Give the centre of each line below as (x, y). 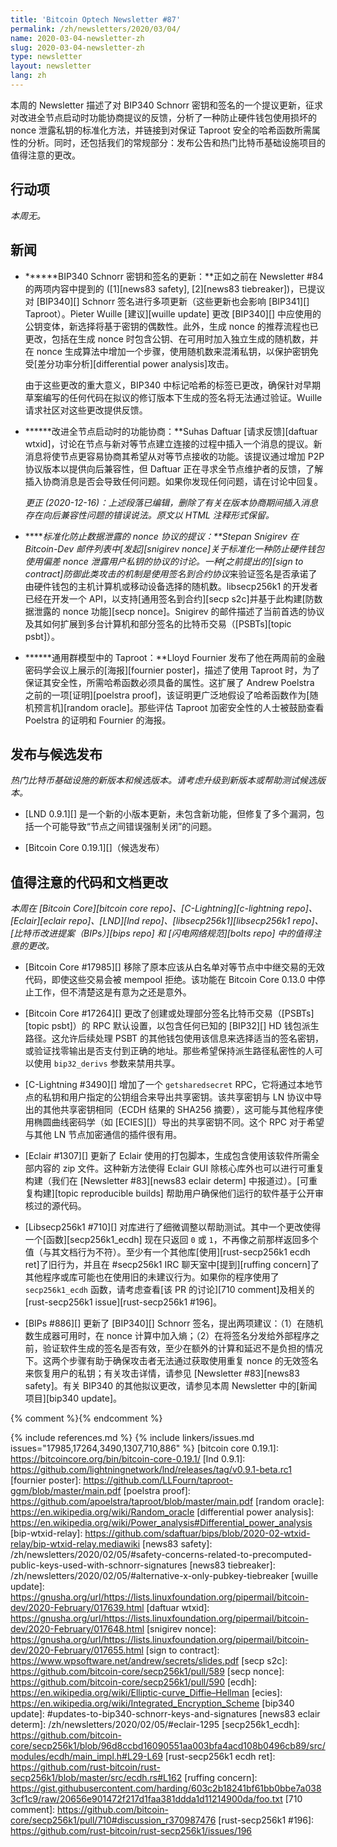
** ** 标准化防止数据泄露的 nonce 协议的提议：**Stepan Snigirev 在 (161, 536)
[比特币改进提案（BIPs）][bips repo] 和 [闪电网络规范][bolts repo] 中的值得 (161, 933)
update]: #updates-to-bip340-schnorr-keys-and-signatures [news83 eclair (165, 1714)
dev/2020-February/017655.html (77, 1650)
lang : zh (28, 76)
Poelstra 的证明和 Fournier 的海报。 (98, 720)
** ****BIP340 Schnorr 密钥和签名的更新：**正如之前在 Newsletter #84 (174, 276)
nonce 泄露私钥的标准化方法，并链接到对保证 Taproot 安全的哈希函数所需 (161, 130)
